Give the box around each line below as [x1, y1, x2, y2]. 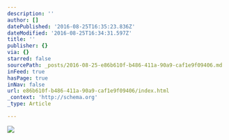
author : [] [7, 17, 39, 24]
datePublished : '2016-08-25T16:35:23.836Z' [7, 23, 136, 30]
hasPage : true [7, 74, 49, 82]
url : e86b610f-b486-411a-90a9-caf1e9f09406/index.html [7, 87, 170, 94]
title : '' [7, 36, 36, 43]
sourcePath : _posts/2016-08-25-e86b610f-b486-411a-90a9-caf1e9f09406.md [7, 62, 223, 69]
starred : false [7, 55, 52, 62]
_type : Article [7, 100, 52, 107]
